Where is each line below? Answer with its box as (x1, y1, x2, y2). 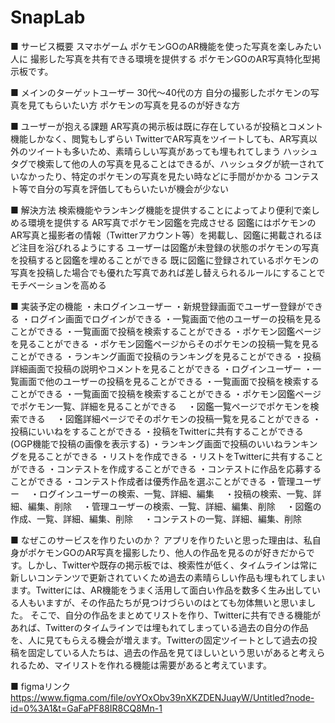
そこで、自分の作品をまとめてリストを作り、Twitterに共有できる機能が (29, 609, 322, 621)
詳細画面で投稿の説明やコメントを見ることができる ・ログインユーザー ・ (10, 362, 313, 375)
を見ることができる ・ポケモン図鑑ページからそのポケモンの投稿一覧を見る (10, 337, 320, 350)
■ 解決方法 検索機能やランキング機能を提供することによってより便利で (10, 204, 303, 216)
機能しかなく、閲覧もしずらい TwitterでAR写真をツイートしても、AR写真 (10, 132, 309, 145)
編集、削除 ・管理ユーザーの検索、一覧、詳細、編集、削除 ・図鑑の (27, 500, 322, 512)
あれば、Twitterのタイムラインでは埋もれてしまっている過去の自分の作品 (10, 621, 309, 633)
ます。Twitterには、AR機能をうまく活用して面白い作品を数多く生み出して (10, 584, 312, 596)
